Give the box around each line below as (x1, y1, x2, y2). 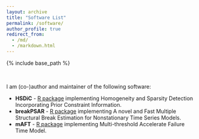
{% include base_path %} (6, 59, 70, 67)
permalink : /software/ (6, 20, 64, 26)
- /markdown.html (12, 43, 56, 49)
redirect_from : (6, 32, 45, 38)
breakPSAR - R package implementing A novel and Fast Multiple (15, 107, 177, 115)
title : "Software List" (6, 15, 67, 21)
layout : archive (6, 8, 47, 15)
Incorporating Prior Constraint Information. (15, 101, 122, 108)
